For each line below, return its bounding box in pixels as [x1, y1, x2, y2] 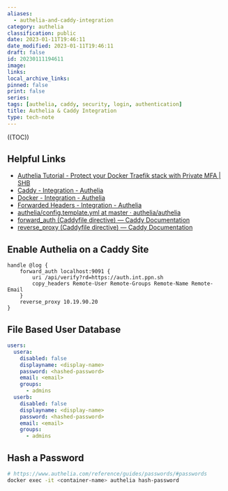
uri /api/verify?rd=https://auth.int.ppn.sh [32, 274, 164, 281]
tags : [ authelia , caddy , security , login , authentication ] [7, 101, 183, 108]
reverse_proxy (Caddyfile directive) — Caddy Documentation [17, 224, 193, 232]
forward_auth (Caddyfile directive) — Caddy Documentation [17, 216, 190, 224]
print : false [7, 88, 45, 95]
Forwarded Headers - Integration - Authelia [17, 201, 142, 210]
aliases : [7, 10, 33, 17]
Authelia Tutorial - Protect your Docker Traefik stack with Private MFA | [17, 171, 221, 180]
